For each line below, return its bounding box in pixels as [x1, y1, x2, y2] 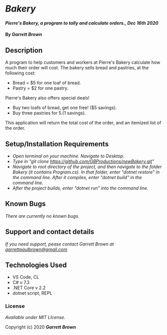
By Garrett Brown [5, 31, 42, 38]
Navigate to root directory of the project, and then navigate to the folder [12, 164, 162, 170]
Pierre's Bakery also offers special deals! [5, 95, 90, 101]
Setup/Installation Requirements [5, 139, 109, 148]
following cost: [5, 70, 36, 76]
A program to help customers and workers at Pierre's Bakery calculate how [5, 59, 160, 65]
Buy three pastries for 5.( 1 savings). [12, 110, 86, 116]
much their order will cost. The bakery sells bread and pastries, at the [5, 65, 149, 71]
